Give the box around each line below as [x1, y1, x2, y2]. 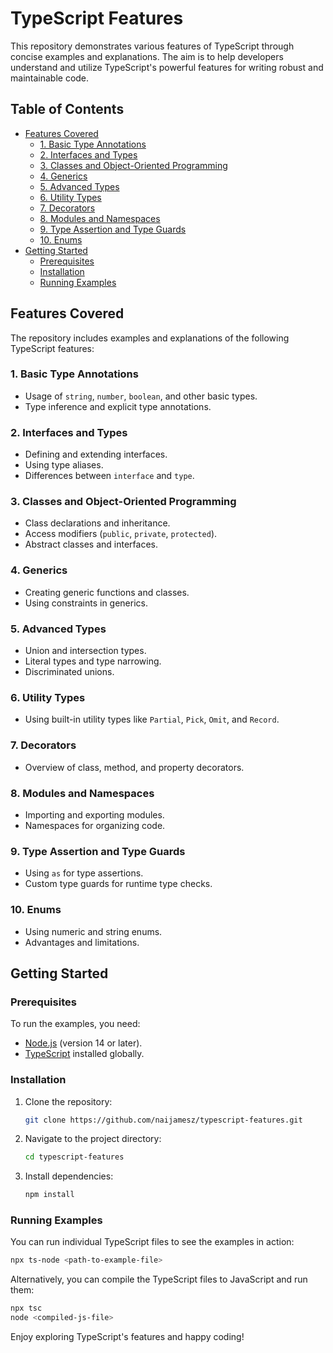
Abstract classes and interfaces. [24, 538, 158, 551]
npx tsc [10, 1303, 43, 1314]
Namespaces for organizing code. [24, 819, 166, 831]
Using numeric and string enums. [24, 925, 163, 937]
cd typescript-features [24, 1152, 125, 1162]
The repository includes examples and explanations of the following [10, 332, 290, 344]
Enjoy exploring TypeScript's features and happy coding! [10, 1331, 245, 1343]
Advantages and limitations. [24, 936, 140, 948]
